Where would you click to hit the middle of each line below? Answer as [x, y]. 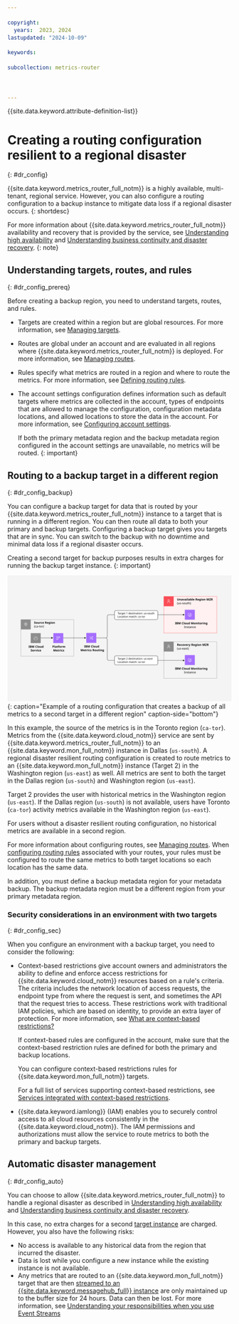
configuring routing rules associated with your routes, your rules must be [114, 852]
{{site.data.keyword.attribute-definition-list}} [73, 111]
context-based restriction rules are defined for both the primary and [117, 1047]
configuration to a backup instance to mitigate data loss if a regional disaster [119, 203]
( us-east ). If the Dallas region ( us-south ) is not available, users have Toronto [119, 802]
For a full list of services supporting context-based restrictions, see [116, 1090]
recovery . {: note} [33, 248]
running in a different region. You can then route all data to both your [108, 521]
